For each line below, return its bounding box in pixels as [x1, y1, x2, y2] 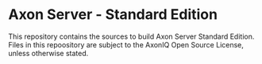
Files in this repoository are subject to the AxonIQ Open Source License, [8, 40, 245, 49]
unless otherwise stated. [8, 48, 89, 58]
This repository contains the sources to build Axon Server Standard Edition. [8, 32, 255, 41]
